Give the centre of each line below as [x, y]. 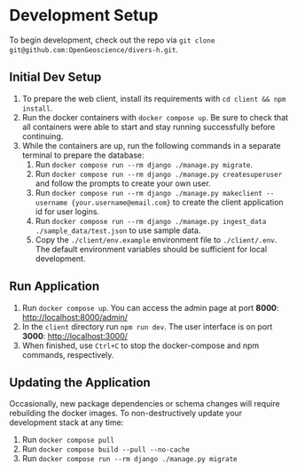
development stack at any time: [66, 422]
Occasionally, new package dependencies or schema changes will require [145, 404]
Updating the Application [80, 382]
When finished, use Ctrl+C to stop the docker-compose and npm [141, 345]
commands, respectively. [68, 354]
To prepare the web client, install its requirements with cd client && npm [154, 98]
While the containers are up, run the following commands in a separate [151, 145]
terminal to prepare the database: [83, 155]
